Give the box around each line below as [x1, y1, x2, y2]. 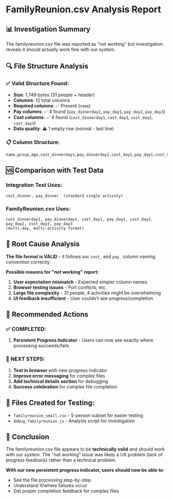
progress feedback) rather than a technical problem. [6, 457, 117, 464]
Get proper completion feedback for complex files [13, 488, 120, 494]
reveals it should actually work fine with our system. [6, 46, 116, 52]
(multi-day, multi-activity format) [6, 225, 84, 231]
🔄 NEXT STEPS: [6, 355, 45, 363]
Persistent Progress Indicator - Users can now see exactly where [13, 337, 153, 343]
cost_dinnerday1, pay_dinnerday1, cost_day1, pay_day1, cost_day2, [6, 217, 153, 222]
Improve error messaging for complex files [13, 372, 105, 379]
